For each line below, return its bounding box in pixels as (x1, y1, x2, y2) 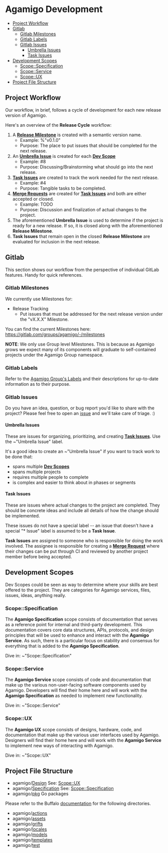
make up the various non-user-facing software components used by (5, 682, 146, 688)
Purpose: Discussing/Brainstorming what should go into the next (20, 163, 153, 169)
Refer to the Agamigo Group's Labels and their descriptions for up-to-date (5, 376, 159, 382)
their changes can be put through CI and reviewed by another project (5, 548, 148, 554)
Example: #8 (20, 158, 46, 164)
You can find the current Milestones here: (5, 326, 91, 332)
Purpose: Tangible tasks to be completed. (20, 185, 106, 191)
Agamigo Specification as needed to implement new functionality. (5, 693, 143, 699)
